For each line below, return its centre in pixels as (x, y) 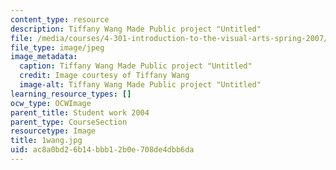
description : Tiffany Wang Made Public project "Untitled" (136, 29)
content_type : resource (60, 19)
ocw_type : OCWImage (51, 103)
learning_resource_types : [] (71, 94)
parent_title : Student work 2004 (80, 112)
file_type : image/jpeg (57, 47)
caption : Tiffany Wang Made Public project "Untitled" (136, 66)
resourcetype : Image (53, 131)
